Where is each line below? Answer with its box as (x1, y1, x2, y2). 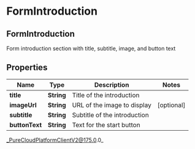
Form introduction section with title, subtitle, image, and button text (6, 45, 176, 52)
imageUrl (9, 101, 37, 109)
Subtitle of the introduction (72, 111, 149, 119)
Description (94, 81, 129, 89)
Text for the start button (72, 120, 140, 129)
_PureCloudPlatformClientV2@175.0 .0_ (6, 136, 104, 144)
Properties (6, 62, 48, 73)
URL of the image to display (72, 101, 151, 109)
